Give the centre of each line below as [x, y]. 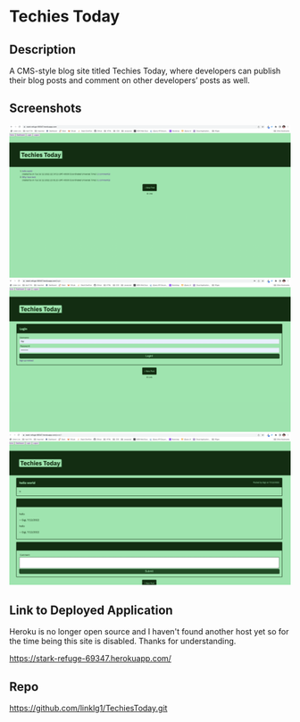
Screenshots [46, 109]
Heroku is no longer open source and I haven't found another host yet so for [149, 632]
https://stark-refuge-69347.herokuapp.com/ [91, 659]
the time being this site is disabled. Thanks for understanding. [123, 642]
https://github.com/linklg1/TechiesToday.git [88, 708]
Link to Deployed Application [91, 610]
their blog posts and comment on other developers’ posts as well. [129, 80]
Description [42, 50]
